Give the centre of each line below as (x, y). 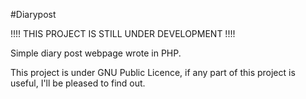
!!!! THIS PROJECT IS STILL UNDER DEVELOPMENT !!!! (123, 33)
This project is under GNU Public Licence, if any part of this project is (153, 72)
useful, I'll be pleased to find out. (78, 83)
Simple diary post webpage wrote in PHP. (96, 53)
